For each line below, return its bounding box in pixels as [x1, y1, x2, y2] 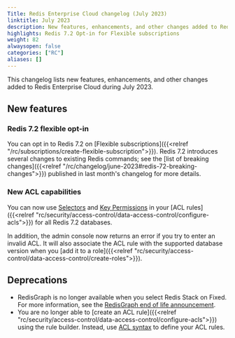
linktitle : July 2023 [7, 17, 71, 24]
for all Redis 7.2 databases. [34, 218, 113, 227]
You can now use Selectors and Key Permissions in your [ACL [7, 203, 185, 211]
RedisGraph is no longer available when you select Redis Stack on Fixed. [17, 292, 227, 302]
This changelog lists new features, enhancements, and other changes [7, 75, 208, 83]
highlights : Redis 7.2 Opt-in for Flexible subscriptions [7, 29, 180, 37]
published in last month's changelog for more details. [48, 170, 201, 178]
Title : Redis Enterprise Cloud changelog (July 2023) [7, 10, 168, 18]
